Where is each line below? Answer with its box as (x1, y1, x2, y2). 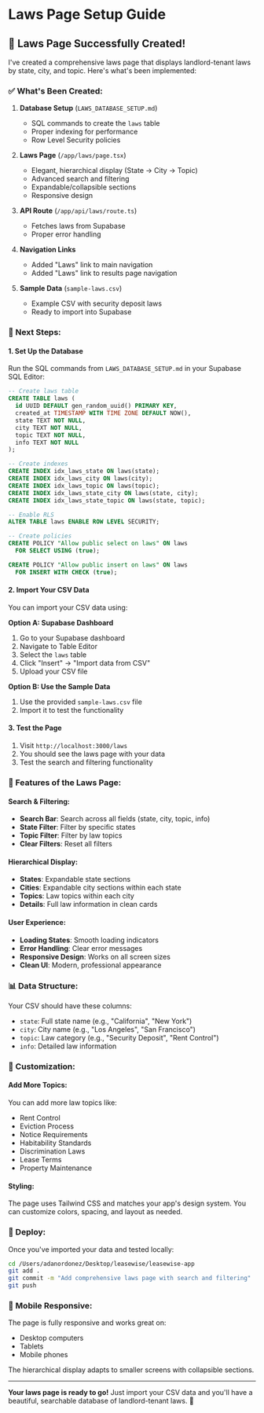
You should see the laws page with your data (19, 749, 166, 759)
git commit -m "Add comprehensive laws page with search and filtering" (8, 1275, 251, 1283)
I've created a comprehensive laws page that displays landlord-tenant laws (8, 57, 251, 67)
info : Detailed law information (19, 1041, 117, 1051)
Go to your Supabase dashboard (19, 633, 126, 642)
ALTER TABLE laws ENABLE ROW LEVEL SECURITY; (8, 518, 159, 526)
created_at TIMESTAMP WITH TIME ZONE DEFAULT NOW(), (15, 409, 192, 417)
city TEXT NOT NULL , (15, 424, 82, 431)
